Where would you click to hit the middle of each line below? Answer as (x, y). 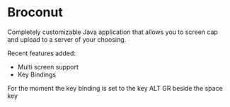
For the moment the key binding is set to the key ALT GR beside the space (115, 88)
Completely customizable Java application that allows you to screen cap (113, 32)
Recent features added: (42, 53)
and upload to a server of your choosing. (67, 39)
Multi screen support (48, 67)
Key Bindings (37, 74)
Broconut (35, 12)
